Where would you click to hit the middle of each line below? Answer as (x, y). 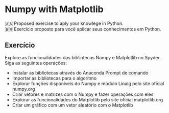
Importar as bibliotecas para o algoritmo (54, 78)
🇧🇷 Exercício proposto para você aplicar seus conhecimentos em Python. (83, 29)
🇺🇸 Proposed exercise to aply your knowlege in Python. (64, 23)
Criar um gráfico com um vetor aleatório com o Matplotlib (73, 105)
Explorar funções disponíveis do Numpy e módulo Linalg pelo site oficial (88, 83)
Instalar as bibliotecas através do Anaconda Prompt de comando (80, 72)
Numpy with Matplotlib (54, 9)
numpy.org (23, 89)
